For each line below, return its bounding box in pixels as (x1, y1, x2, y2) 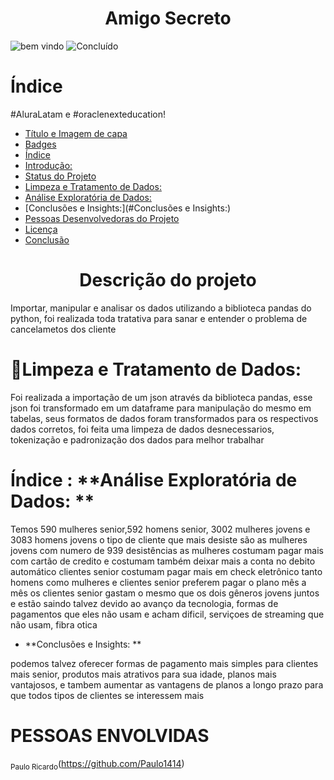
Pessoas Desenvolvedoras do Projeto (24, 212, 180, 224)
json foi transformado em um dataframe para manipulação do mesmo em (10, 402, 312, 414)
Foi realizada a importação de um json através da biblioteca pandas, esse (10, 391, 313, 403)
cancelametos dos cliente (10, 323, 117, 335)
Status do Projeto (24, 170, 97, 182)
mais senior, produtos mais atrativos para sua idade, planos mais (10, 668, 277, 680)
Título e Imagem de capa (24, 127, 128, 139)
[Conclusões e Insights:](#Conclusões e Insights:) (24, 202, 232, 214)
